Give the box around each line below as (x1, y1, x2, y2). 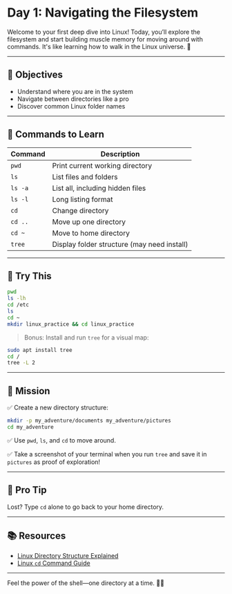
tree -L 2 (7, 360, 36, 366)
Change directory (52, 205, 109, 215)
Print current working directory (52, 160, 153, 170)
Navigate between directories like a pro (17, 95, 129, 103)
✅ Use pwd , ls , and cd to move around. (7, 436, 116, 444)
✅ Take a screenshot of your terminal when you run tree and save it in (7, 449, 207, 458)
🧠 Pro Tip (7, 484, 47, 496)
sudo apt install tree (7, 346, 72, 353)
